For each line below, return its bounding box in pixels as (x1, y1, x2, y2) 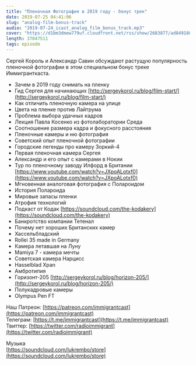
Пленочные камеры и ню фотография (14, 130, 109, 137)
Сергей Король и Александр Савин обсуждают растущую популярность (6, 57, 188, 64)
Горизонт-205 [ (14, 273, 52, 281)
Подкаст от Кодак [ (14, 205, 63, 212)
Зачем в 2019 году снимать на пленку (14, 81, 110, 88)
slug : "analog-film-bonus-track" (6, 19, 87, 25)
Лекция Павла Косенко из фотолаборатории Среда (14, 118, 143, 125)
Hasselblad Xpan (14, 261, 56, 268)
